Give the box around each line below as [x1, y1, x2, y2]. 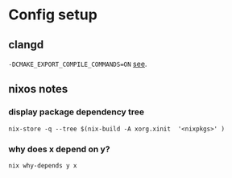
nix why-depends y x [8, 161, 78, 170]
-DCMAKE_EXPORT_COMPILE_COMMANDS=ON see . [8, 59, 147, 68]
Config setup [8, 6, 98, 24]
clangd [8, 38, 44, 52]
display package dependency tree [8, 106, 145, 118]
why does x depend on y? [8, 143, 110, 155]
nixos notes [8, 82, 68, 96]
